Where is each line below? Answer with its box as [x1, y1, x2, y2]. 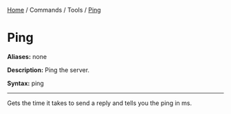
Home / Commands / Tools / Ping [7, 6, 101, 14]
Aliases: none [7, 52, 47, 60]
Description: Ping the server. [7, 65, 90, 74]
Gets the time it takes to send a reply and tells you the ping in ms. [7, 99, 192, 107]
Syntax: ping [7, 79, 45, 87]
